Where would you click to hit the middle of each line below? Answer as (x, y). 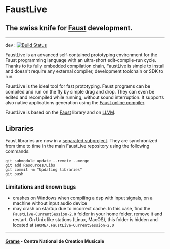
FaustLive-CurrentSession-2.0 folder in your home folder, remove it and (88, 214)
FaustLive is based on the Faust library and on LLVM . (60, 112)
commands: (18, 151)
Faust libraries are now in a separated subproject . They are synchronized (81, 140)
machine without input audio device (50, 203)
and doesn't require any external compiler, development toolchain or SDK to (84, 71)
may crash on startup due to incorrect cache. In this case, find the (81, 209)
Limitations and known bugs (41, 186)
